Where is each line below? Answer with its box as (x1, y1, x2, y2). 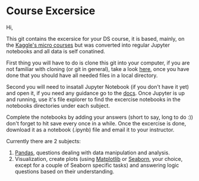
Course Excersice (6, 4, 96, 18)
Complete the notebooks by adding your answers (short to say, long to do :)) (6, 114, 194, 121)
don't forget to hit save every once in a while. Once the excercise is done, (6, 119, 187, 127)
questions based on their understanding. (14, 167, 115, 175)
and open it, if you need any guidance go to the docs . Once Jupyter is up (6, 89, 185, 96)
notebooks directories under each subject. (6, 102, 110, 109)
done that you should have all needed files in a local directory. (6, 72, 158, 79)
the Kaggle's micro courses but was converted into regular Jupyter (6, 41, 170, 49)
